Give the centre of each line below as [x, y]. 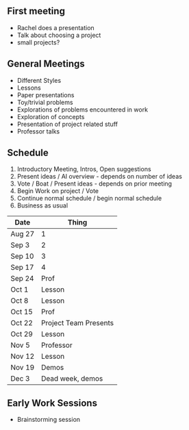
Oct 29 [22, 334]
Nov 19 [23, 368]
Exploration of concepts [51, 116]
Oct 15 [22, 312]
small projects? [38, 42]
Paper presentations [46, 94]
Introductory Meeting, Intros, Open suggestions [84, 169]
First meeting [36, 11]
